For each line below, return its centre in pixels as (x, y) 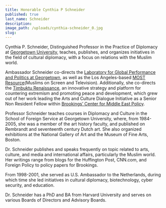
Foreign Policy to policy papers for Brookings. (52, 165)
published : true (22, 14)
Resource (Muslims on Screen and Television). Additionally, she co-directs (81, 83)
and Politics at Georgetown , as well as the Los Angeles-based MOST (75, 78)
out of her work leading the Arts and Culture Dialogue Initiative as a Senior (81, 99)
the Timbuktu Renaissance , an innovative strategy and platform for (73, 88)
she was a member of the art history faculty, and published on (82, 124)
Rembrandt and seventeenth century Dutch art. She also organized (73, 129)
